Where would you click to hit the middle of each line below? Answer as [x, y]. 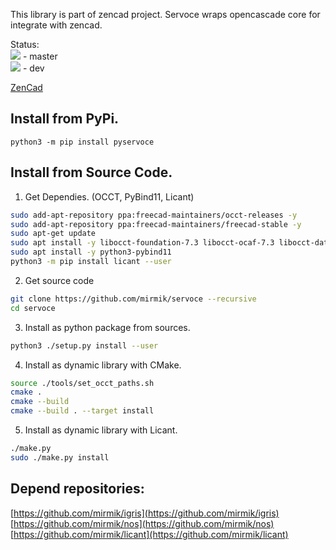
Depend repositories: [77, 489]
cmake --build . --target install [82, 411]
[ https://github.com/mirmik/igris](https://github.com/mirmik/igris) [145, 513]
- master [40, 56]
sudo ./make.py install [60, 457]
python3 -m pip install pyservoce [82, 142]
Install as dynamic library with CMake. [103, 365]
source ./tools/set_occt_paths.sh [82, 383]
